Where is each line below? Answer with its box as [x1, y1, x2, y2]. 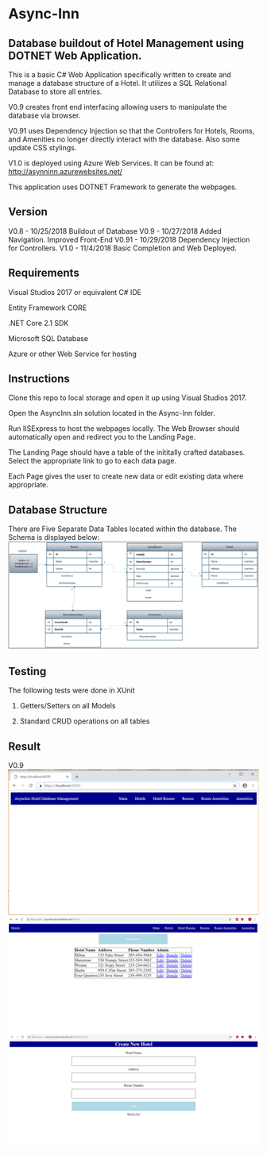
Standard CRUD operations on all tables [19, 716, 150, 726]
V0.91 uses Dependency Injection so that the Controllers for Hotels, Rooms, [8, 126, 255, 135]
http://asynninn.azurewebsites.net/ [8, 167, 123, 176]
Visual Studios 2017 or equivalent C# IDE [8, 287, 141, 297]
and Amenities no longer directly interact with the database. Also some [8, 134, 241, 144]
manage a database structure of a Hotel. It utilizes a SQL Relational [8, 79, 227, 87]
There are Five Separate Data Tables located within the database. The [8, 524, 237, 533]
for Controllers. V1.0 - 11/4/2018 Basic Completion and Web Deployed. [8, 243, 237, 253]
